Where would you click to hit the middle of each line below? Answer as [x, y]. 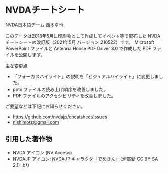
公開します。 [32, 55]
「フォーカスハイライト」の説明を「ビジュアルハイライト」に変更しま [86, 76]
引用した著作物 [29, 139]
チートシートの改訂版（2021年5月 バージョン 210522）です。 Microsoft [80, 42]
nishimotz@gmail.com [36, 122]
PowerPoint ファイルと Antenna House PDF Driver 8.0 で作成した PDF [78, 48]
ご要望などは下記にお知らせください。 [45, 106]
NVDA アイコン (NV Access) [42, 152]
